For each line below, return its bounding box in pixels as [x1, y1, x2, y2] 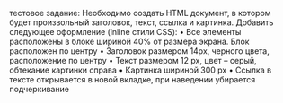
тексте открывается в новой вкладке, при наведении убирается [9, 74, 256, 84]
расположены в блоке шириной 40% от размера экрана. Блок [9, 36, 250, 47]
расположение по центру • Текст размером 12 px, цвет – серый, [9, 56, 258, 65]
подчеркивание [9, 84, 70, 94]
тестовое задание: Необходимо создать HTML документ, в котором [9, 8, 271, 18]
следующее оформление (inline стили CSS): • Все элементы [9, 27, 242, 37]
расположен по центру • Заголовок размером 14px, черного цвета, [9, 46, 270, 56]
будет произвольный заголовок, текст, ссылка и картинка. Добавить [9, 17, 274, 28]
